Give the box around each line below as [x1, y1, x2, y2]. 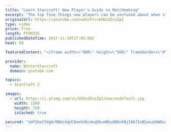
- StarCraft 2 [10, 82, 40, 87]
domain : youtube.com [10, 68, 53, 74]
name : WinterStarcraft [10, 63, 58, 69]
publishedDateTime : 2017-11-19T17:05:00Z [5, 36, 95, 41]
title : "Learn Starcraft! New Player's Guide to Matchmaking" [5, 7, 140, 13]
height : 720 [14, 105, 40, 111]
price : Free [5, 26, 31, 31]
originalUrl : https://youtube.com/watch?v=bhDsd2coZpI [5, 17, 124, 22]
